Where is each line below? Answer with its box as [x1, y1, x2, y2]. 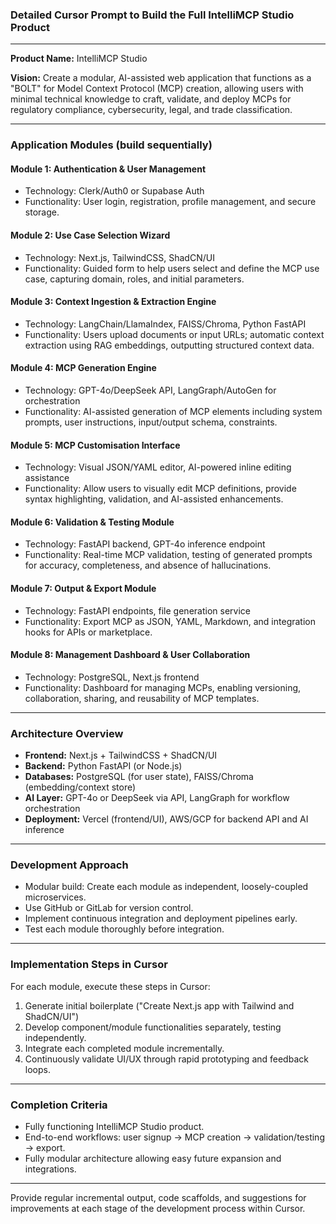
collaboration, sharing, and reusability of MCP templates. [24, 692, 260, 704]
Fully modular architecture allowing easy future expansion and [24, 1153, 282, 1165]
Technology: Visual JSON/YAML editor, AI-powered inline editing [24, 461, 292, 473]
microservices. [24, 891, 87, 903]
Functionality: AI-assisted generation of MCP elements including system [24, 406, 323, 418]
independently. [24, 1031, 87, 1043]
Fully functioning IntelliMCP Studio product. [24, 1121, 205, 1133]
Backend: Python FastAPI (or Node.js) [24, 760, 183, 772]
